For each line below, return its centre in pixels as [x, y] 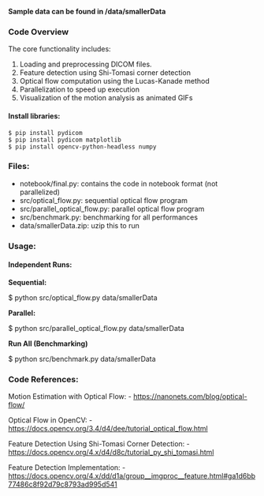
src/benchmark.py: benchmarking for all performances [109, 217]
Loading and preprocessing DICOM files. [86, 64]
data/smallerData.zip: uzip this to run [79, 225]
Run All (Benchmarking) [48, 344]
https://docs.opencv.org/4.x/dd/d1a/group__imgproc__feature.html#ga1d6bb [132, 476]
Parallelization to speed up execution [80, 89]
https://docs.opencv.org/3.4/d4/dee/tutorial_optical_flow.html [108, 429]
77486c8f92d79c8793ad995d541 [63, 484]
